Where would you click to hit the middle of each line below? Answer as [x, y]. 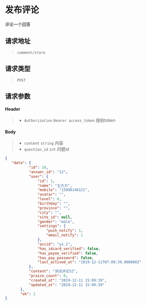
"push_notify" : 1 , [65, 231]
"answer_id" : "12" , [48, 172]
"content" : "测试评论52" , [53, 271]
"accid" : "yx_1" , [55, 244]
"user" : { [39, 176]
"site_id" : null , [55, 217]
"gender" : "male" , [56, 221]
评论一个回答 [18, 24]
